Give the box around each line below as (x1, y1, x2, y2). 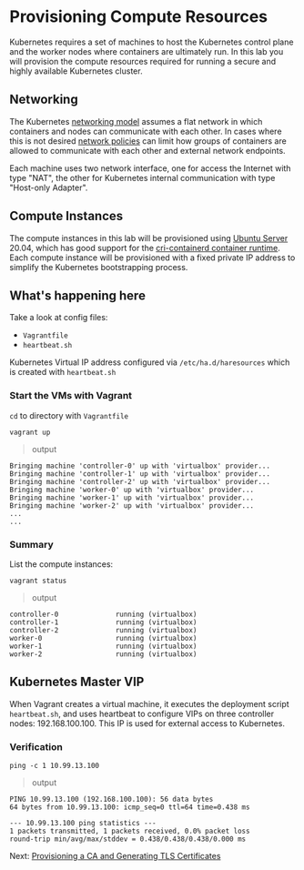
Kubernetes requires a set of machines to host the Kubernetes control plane (9, 36, 294, 47)
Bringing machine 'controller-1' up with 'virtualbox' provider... (9, 469, 271, 479)
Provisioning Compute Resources (9, 6, 269, 27)
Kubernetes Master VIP (9, 674, 145, 690)
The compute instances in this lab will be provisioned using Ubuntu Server (9, 232, 289, 243)
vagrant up (9, 428, 51, 437)
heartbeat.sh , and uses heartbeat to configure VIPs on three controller (9, 708, 275, 719)
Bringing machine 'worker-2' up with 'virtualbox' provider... (9, 501, 255, 511)
